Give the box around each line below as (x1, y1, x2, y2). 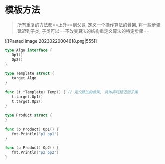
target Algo (11, 76, 37, 81)
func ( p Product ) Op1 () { (5, 127, 59, 132)
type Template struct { (5, 71, 55, 76)
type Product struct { (5, 113, 52, 118)
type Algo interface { (5, 48, 52, 53)
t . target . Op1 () (11, 94, 43, 99)
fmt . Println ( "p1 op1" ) (11, 131, 59, 136)
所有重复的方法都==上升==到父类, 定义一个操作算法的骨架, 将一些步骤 (17, 22, 161, 28)
